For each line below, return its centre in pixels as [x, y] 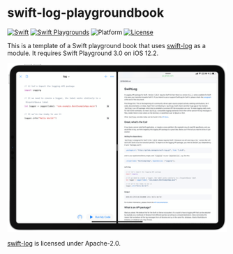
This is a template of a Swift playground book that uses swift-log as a [106, 45]
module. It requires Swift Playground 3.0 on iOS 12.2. [83, 53]
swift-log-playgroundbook [86, 13]
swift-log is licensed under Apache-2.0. [64, 243]
